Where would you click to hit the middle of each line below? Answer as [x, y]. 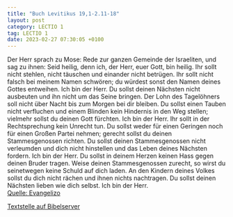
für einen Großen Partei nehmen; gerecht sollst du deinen [90, 134]
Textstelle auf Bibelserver [44, 207]
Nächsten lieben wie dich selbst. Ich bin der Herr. [78, 186]
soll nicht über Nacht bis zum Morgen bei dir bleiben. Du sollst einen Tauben [116, 104]
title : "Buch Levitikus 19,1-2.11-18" [63, 14]
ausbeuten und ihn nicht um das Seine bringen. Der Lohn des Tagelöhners [114, 97]
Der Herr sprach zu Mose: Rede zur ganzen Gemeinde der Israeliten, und [112, 59]
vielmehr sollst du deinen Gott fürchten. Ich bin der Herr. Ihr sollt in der [109, 119]
